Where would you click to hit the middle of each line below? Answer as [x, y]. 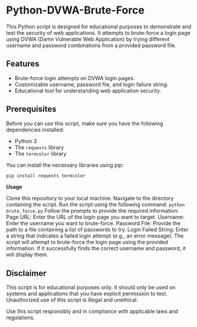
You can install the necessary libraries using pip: [65, 165]
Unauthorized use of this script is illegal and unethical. [72, 300]
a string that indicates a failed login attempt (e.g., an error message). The [95, 236]
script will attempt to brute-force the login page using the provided [87, 242]
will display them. [27, 255]
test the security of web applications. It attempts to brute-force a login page [98, 32]
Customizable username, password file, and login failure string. [91, 84]
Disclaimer [26, 273]
